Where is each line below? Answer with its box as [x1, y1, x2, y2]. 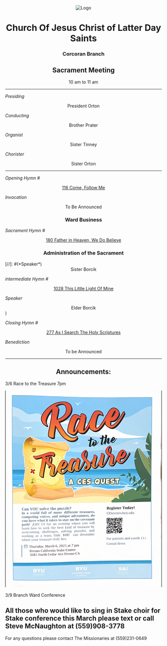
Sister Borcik [70, 266, 97, 272]
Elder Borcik [71, 305, 96, 311]
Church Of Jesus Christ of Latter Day [5, 22, 162, 34]
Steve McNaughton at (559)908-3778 [5, 622, 125, 631]
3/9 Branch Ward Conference [5, 592, 66, 598]
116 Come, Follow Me [62, 184, 105, 190]
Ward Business [65, 216, 102, 223]
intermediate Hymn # [5, 276, 49, 282]
